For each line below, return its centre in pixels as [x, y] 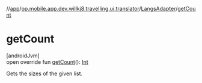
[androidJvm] [23, 56]
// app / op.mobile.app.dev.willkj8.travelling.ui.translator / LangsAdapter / [92, 9]
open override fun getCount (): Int [47, 62]
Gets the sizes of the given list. [44, 73]
